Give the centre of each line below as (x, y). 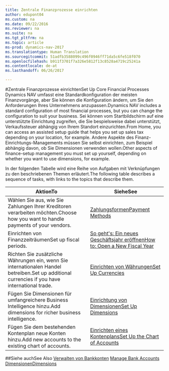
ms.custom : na (20, 19)
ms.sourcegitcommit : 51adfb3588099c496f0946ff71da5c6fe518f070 (73, 57)
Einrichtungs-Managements (34, 143)
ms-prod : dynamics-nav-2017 (35, 47)
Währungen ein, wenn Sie (38, 260)
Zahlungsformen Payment (120, 209)
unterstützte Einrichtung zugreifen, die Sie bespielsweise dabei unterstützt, (83, 121)
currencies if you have (34, 279)
